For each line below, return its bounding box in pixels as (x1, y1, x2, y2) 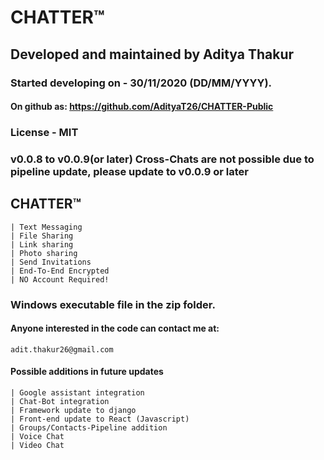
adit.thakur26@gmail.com (10, 344, 114, 355)
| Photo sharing (10, 248, 78, 258)
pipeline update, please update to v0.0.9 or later (10, 164, 250, 178)
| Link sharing (10, 239, 74, 250)
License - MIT (10, 126, 79, 140)
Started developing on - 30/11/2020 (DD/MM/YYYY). (10, 76, 273, 90)
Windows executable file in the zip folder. (10, 297, 216, 311)
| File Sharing (10, 231, 74, 241)
